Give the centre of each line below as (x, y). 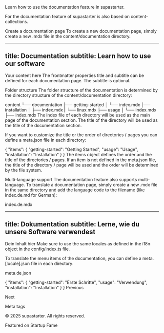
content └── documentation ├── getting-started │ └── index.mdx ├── (78, 105)
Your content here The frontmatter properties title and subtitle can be (74, 75)
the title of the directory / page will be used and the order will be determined (82, 165)
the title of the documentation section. (43, 125)
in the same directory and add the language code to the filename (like (75, 190)
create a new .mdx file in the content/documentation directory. (68, 36)
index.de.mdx (19, 204)
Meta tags (15, 306)
